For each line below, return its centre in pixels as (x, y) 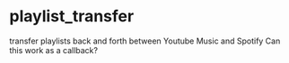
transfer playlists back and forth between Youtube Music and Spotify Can (145, 41)
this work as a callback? (54, 50)
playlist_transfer (72, 16)
